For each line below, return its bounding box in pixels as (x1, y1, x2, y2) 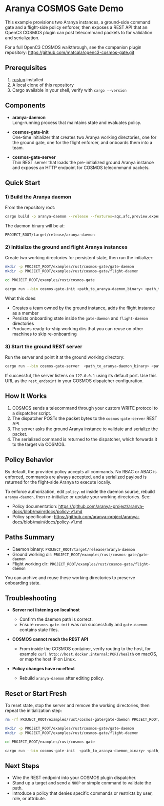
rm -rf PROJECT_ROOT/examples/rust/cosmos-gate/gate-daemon (5, 717, 130, 722)
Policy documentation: (12, 503, 58, 509)
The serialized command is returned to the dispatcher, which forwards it (12, 436, 158, 442)
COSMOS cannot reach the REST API (12, 636, 89, 642)
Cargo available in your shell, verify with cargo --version (12, 87, 127, 93)
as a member (12, 310, 39, 316)
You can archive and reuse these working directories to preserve (5, 574, 136, 581)
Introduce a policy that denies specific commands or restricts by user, (12, 790, 153, 796)
